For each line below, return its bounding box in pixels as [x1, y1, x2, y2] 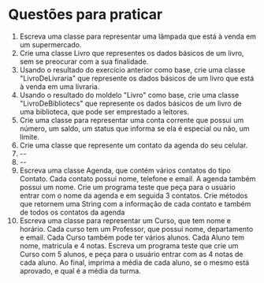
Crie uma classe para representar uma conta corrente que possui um [19, 115, 244, 125]
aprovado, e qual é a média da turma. [19, 266, 142, 275]
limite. [19, 132, 39, 141]
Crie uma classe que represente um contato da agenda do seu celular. [19, 140, 248, 150]
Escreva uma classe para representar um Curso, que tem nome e [19, 215, 231, 225]
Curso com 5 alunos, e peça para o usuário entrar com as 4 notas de [19, 249, 244, 259]
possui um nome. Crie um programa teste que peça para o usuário [19, 182, 236, 192]
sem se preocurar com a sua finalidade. [19, 57, 149, 66]
